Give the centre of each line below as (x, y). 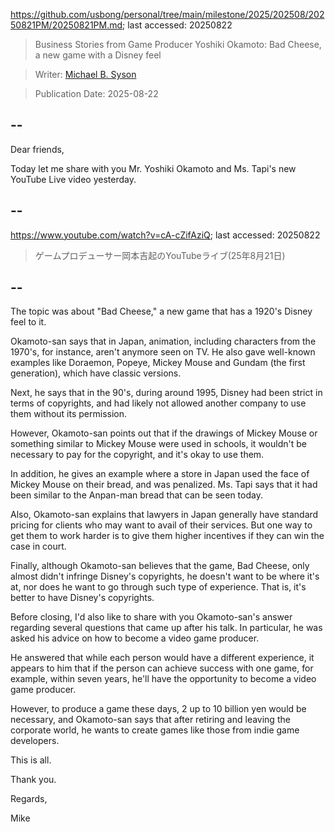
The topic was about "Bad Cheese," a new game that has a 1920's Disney (161, 311)
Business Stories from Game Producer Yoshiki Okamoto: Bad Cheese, (178, 44)
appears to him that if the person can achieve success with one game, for (162, 668)
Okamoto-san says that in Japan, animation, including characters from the (163, 341)
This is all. (31, 760)
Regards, (29, 799)
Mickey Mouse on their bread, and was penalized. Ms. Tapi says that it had (164, 485)
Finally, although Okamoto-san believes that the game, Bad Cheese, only (160, 566)
